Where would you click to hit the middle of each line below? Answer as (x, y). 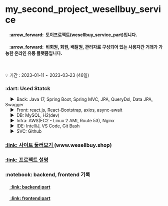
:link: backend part (30, 187)
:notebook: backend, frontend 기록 (48, 175)
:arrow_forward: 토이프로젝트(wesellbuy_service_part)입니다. (73, 35)
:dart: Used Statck (28, 88)
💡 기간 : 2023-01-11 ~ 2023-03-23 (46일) (47, 75)
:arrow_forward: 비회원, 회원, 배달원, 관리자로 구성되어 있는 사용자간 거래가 (83, 47)
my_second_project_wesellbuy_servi (83, 9)
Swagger (14, 105)
